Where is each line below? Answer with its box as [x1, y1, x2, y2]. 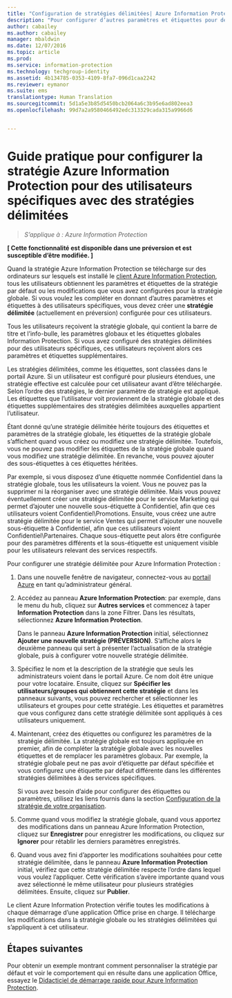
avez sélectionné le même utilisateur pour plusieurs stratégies [17, 880, 194, 888]
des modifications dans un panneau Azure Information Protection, [17, 822, 205, 831]
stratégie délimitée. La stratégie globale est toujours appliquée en [17, 736, 204, 745]
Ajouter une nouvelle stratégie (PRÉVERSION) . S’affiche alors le [17, 636, 202, 644]
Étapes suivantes [7, 943, 84, 955]
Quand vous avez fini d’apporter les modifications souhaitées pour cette [17, 851, 222, 859]
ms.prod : [7, 55, 32, 62]
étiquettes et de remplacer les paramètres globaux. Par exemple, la [17, 752, 209, 760]
